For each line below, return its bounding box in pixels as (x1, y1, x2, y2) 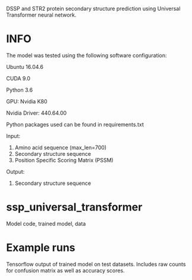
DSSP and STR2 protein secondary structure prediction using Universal (6, 5, 181, 12)
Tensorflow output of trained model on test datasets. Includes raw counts (6, 260, 186, 268)
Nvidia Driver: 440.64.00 (6, 109, 67, 117)
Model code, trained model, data (6, 220, 86, 227)
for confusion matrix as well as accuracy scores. (6, 267, 125, 274)
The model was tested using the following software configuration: (6, 52, 168, 59)
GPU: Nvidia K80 (6, 97, 48, 105)
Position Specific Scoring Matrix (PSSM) (14, 156, 114, 163)
